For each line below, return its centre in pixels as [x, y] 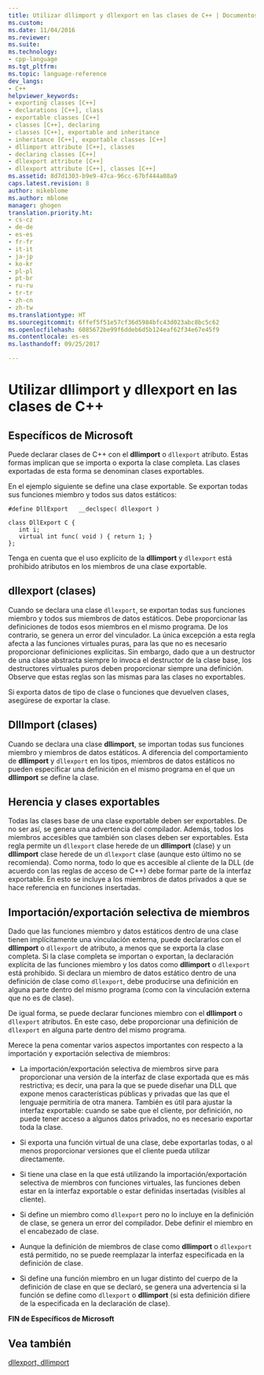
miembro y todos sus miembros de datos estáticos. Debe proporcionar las [128, 618]
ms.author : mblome [38, 198]
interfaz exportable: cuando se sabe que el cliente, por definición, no [131, 1111]
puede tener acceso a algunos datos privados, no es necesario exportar [136, 1119]
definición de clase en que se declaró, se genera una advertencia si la [133, 1287]
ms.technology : [33, 52]
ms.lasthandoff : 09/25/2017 [54, 344]
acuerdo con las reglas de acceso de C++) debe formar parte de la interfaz [130, 871]
